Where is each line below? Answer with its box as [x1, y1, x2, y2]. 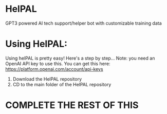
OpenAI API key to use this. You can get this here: [5, 60, 110, 67]
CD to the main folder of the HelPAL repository [12, 81, 112, 87]
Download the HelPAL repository [12, 75, 82, 82]
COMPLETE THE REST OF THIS [5, 100, 139, 111]
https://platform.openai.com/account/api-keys [5, 66, 104, 72]
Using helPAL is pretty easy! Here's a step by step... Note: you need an [5, 55, 155, 61]
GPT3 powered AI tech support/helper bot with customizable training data [5, 20, 162, 26]
